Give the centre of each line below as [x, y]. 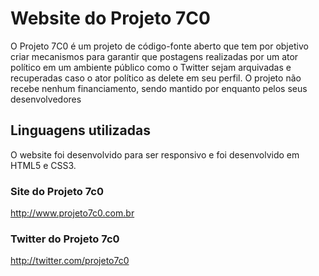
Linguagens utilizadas [81, 130]
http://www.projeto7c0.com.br [72, 213]
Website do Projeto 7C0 [110, 18]
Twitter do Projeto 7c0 [65, 239]
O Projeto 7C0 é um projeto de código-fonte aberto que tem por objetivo [159, 46]
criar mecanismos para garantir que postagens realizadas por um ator [154, 56]
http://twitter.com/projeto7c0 [70, 261]
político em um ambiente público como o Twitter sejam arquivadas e [151, 67]
